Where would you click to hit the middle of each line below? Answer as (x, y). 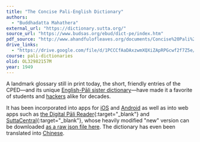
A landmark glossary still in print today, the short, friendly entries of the (93, 84)
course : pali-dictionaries (40, 56)
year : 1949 (20, 67)
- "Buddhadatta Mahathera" (45, 23)
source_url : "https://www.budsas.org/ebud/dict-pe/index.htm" (85, 34)
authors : (17, 17)
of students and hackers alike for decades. (59, 96)
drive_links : (22, 45)
